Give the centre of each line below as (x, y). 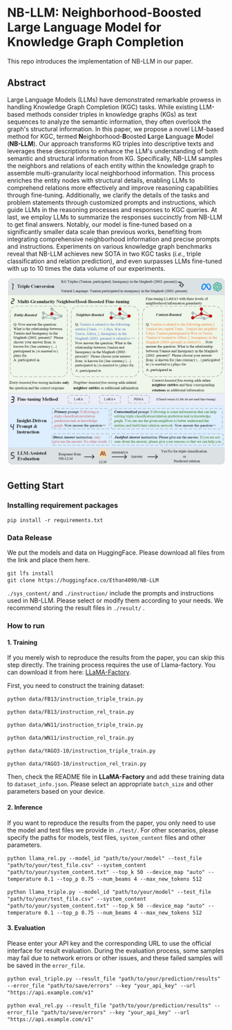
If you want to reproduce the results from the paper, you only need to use (112, 823)
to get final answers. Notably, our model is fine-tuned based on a (99, 224)
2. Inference (25, 808)
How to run (26, 626)
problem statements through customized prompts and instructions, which (112, 202)
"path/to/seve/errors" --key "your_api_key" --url (115, 1012)
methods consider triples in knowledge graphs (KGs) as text (112, 114)
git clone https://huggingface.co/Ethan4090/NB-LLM (83, 581)
